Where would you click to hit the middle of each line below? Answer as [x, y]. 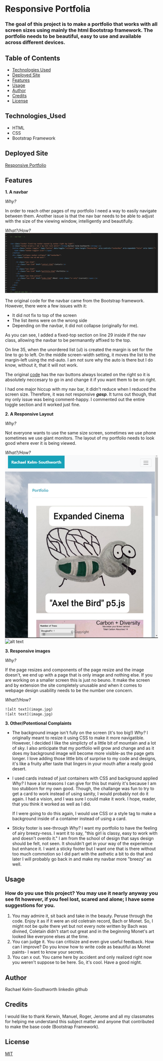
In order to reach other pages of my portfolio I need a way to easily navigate [81, 211]
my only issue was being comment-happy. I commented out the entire [75, 400]
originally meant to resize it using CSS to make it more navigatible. [78, 738]
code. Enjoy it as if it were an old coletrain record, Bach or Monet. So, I [82, 921]
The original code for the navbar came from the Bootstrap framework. [75, 301]
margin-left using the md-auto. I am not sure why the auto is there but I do [79, 360]
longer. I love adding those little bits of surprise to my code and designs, [84, 758]
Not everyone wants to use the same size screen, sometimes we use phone [81, 433]
